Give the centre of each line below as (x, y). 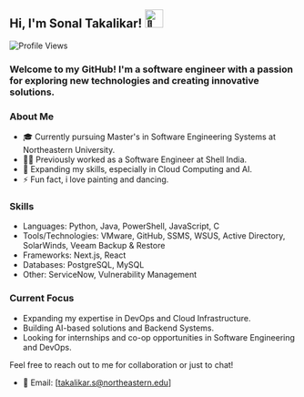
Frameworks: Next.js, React (74, 255)
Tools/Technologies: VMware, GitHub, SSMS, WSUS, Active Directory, (154, 236)
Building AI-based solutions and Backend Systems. (118, 328)
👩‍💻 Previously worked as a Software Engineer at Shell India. (135, 159)
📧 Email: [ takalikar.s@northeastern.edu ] (97, 382)
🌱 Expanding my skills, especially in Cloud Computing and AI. (137, 169)
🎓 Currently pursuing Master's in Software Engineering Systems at (149, 137)
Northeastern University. (69, 150)
